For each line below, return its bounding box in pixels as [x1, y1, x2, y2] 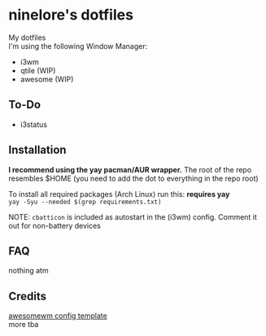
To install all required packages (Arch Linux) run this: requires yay [8, 189, 230, 199]
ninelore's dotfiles [8, 6, 134, 24]
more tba [8, 320, 39, 329]
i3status [20, 120, 47, 129]
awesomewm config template [8, 311, 107, 321]
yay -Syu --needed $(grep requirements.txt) [8, 198, 162, 206]
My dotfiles [8, 33, 46, 42]
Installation [8, 143, 67, 157]
